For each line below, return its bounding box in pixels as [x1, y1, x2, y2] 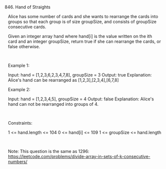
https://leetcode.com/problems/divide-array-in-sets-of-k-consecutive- [8, 153, 150, 159]
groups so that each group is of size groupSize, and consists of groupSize [8, 19, 157, 24]
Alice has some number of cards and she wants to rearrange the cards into [8, 14, 159, 19]
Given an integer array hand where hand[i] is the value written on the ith [8, 34, 152, 39]
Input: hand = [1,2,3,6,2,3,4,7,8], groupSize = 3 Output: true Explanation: [8, 72, 152, 77]
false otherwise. [8, 44, 40, 49]
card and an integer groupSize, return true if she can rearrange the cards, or [8, 38, 161, 44]
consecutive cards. [8, 24, 47, 30]
